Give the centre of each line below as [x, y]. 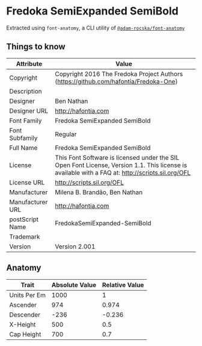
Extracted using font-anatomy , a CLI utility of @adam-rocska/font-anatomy [96, 28]
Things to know [36, 47]
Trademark [25, 236]
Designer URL [29, 111]
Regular [66, 134]
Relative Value [123, 285]
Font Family [26, 121]
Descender [25, 315]
